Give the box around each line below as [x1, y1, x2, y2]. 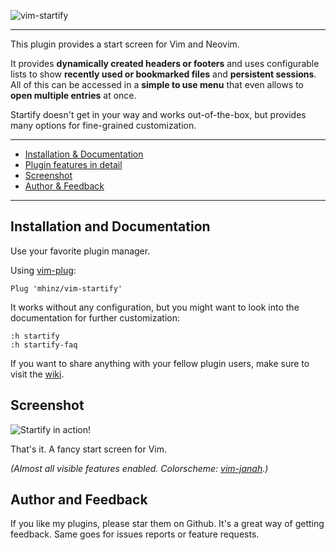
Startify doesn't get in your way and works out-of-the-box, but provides [10, 109, 307, 120]
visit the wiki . [10, 368, 65, 380]
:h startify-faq [10, 340, 78, 350]
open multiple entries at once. [10, 90, 137, 101]
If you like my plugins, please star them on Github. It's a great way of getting [10, 518, 325, 530]
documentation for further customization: [10, 311, 180, 324]
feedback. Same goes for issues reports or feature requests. [10, 528, 260, 540]
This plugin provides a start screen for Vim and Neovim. [10, 38, 240, 50]
